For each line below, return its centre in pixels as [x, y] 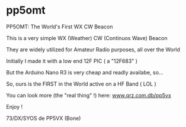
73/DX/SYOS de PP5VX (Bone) [44, 118]
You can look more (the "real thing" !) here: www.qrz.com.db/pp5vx [89, 95]
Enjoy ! [15, 106]
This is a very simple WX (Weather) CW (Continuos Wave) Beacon [87, 38]
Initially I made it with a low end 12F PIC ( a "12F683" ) [72, 61]
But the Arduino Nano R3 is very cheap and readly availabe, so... [85, 72]
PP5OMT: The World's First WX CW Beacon [60, 27]
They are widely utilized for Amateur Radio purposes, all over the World [93, 49]
